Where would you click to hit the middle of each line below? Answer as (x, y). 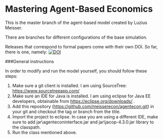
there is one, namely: (26, 52)
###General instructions (30, 61)
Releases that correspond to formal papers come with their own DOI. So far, (81, 46)
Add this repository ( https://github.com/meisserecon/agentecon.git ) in (83, 106)
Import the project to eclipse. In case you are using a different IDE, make (85, 116)
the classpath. (26, 127)
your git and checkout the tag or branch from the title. (66, 112)
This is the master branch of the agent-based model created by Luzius (76, 23)
